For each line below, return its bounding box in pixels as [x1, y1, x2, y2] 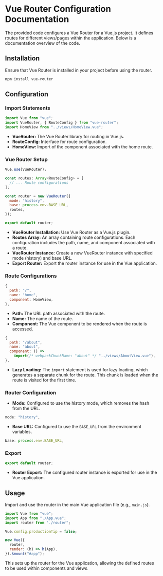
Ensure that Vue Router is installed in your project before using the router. [5, 67, 152, 73]
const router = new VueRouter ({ [5, 194, 71, 198]
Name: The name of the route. [12, 315, 73, 322]
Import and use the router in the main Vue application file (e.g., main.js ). [5, 502, 150, 507]
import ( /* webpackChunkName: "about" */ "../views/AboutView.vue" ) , [14, 354, 156, 359]
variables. [12, 429, 32, 435]
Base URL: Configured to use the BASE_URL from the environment [12, 424, 142, 430]
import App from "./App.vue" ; [5, 516, 67, 521]
